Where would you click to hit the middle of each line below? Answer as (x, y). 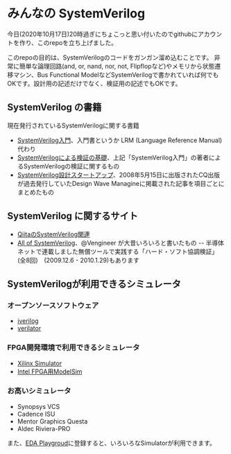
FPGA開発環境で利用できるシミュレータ (74, 348)
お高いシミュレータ (39, 391)
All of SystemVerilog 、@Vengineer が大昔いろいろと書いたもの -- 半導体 (120, 243)
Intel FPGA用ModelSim (50, 372)
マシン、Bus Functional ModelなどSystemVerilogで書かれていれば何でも (116, 75)
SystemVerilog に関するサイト (73, 216)
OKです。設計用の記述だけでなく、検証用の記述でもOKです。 (94, 83)
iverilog (28, 321)
